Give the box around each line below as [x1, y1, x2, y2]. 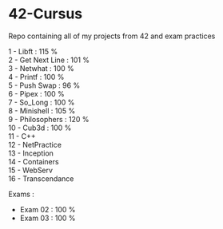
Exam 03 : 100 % [19, 213, 76, 223]
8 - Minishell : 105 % [8, 105, 76, 116]
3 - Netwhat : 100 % [8, 63, 74, 73]
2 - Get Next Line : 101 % [8, 55, 90, 65]
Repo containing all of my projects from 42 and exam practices [8, 31, 216, 41]
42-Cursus [8, 5, 83, 23]
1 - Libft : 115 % [8, 46, 58, 56]
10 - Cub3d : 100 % [8, 123, 72, 132]
